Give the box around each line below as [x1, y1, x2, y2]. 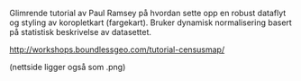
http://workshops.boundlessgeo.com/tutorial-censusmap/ [9, 44, 225, 55]
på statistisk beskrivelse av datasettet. [9, 27, 151, 37]
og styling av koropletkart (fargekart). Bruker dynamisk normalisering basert [9, 17, 293, 28]
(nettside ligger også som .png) [9, 62, 126, 72]
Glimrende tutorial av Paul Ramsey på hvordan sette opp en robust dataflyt [9, 8, 287, 18]
